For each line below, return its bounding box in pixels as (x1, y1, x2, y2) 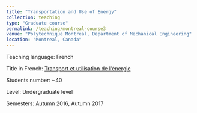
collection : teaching (6, 14, 61, 20)
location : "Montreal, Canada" (6, 37, 82, 43)
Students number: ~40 (6, 76, 62, 84)
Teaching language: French (6, 53, 74, 60)
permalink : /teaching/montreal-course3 (6, 25, 106, 32)
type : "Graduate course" (6, 20, 68, 26)
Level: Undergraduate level (6, 88, 73, 95)
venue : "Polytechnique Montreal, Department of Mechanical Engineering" (6, 31, 192, 37)
